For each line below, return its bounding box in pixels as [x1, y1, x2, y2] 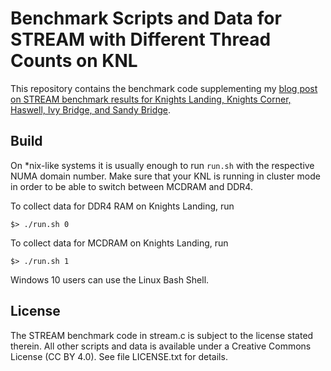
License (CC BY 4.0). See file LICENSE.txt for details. [10, 350, 228, 362]
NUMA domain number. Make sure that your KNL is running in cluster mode [10, 170, 321, 182]
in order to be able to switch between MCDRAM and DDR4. [10, 180, 253, 192]
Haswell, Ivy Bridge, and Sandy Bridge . [10, 103, 172, 116]
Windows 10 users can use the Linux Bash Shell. [10, 273, 210, 286]
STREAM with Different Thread [10, 28, 272, 51]
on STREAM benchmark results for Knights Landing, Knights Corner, [10, 93, 292, 105]
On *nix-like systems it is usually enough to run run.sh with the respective [10, 159, 315, 171]
